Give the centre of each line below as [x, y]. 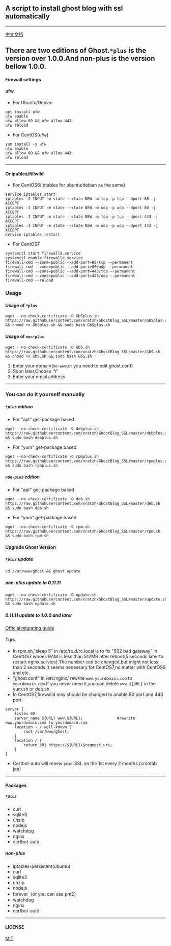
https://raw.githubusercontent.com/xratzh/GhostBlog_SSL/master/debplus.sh [87, 433]
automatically [27, 17]
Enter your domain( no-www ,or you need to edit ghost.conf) [73, 365]
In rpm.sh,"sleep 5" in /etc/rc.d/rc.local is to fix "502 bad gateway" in [85, 651]
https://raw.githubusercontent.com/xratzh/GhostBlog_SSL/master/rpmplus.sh [87, 461]
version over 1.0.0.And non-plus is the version [80, 59]
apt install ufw [22, 112]
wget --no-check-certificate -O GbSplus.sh [52, 316]
